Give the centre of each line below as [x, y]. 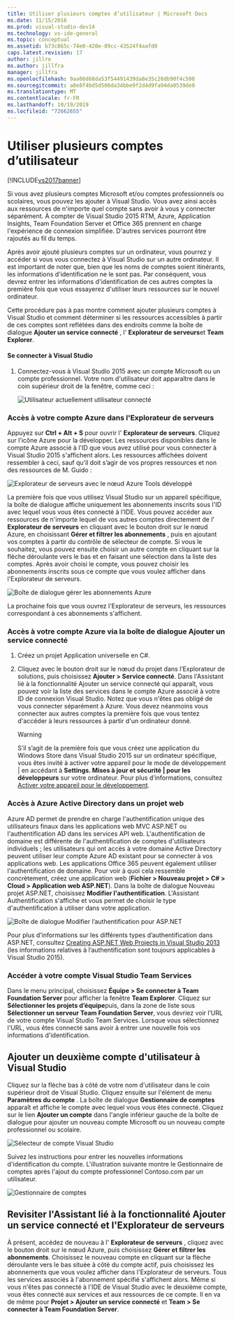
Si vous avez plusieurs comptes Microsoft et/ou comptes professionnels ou [116, 194]
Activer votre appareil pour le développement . [83, 785]
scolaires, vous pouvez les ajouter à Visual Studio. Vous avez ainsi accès [112, 201]
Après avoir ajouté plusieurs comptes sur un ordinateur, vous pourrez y [109, 252]
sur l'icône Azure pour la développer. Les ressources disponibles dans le [112, 441]
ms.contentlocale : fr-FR [43, 99]
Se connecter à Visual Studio [50, 356]
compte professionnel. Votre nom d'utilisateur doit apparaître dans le [116, 378]
